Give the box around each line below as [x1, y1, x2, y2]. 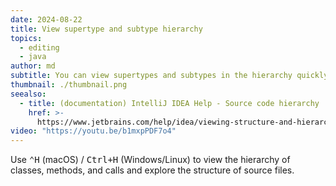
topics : [10, 33, 43, 43]
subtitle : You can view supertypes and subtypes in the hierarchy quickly [10, 71, 329, 81]
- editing [19, 42, 60, 53]
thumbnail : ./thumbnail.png [10, 80, 128, 90]
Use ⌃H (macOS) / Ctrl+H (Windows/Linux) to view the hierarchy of [10, 154, 291, 166]
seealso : [10, 89, 47, 99]
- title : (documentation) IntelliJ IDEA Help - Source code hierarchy [19, 98, 320, 108]
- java [19, 52, 47, 62]
